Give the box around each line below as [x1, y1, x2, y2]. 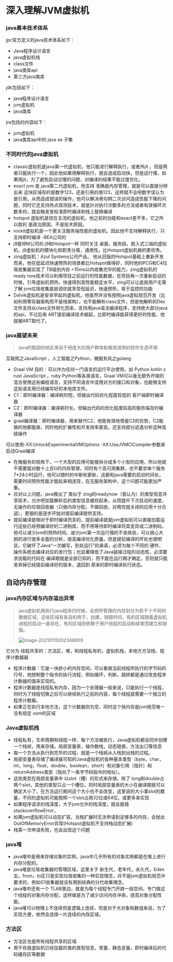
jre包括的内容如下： [6, 119, 48, 125]
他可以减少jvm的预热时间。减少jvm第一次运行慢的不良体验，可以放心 [13, 530, 159, 536]
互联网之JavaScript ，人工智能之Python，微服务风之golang [6, 355, 131, 361]
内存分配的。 [13, 860, 41, 866]
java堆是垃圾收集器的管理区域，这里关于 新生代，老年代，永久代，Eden [13, 866, 165, 873]
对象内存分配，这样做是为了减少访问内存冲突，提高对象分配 [31, 892, 158, 898]
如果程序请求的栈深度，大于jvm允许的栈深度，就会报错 [13, 801, 129, 807]
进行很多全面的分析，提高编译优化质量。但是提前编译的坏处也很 [22, 536, 158, 542]
